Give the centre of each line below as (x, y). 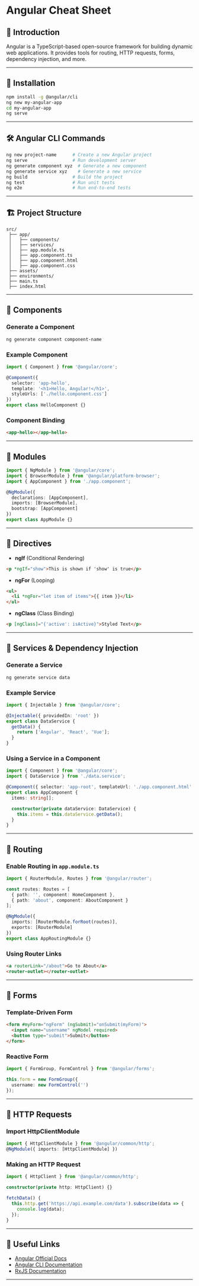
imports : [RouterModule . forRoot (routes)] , (65, 922)
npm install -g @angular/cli (42, 97)
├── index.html (27, 287)
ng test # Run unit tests (61, 182)
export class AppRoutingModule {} (49, 938)
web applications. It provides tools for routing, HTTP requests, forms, (91, 53)
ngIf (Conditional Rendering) (49, 558)
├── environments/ (31, 276)
